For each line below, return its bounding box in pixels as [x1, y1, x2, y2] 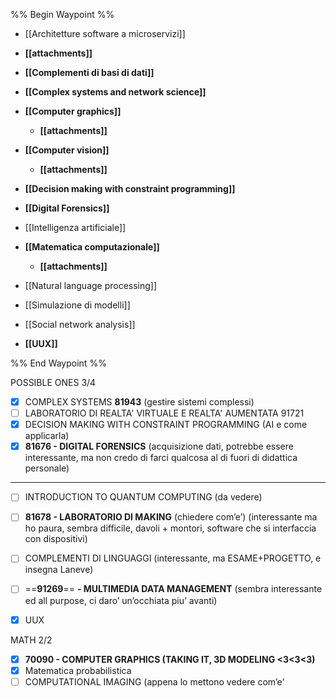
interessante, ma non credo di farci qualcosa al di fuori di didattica [24, 452, 298, 464]
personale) [24, 462, 70, 474]
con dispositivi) [24, 533, 88, 545]
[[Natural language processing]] [24, 280, 158, 291]
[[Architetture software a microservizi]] [24, 28, 186, 39]
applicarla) [24, 430, 70, 442]
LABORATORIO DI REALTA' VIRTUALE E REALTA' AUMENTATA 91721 [24, 407, 305, 419]
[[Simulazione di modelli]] [24, 299, 131, 311]
